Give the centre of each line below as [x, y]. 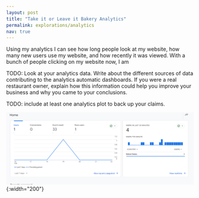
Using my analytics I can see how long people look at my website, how [93, 49]
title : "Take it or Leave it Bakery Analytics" [66, 19]
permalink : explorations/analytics [50, 25]
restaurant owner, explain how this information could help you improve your [99, 86]
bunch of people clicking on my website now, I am [68, 62]
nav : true [18, 32]
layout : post [22, 13]
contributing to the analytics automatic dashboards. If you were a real [91, 80]
